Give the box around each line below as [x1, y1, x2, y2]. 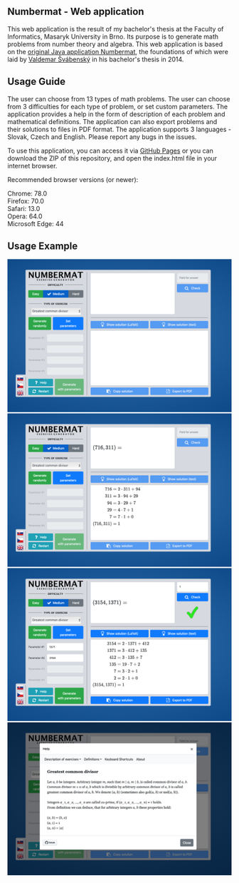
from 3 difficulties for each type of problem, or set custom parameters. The [7, 102, 228, 111]
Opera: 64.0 [7, 212, 43, 220]
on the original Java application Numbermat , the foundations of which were [7, 47, 229, 56]
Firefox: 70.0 [7, 196, 45, 205]
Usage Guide [7, 76, 66, 88]
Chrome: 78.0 [7, 189, 48, 198]
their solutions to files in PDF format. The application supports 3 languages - [7, 125, 232, 133]
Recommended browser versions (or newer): [7, 175, 139, 184]
